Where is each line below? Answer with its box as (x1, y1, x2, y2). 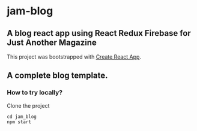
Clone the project (7, 102, 50, 109)
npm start (7, 118, 32, 125)
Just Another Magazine (7, 37, 97, 47)
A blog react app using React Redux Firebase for (7, 28, 191, 38)
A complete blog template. (7, 71, 108, 81)
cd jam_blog (7, 114, 37, 120)
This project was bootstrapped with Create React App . (7, 53, 142, 60)
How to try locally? (7, 89, 62, 97)
